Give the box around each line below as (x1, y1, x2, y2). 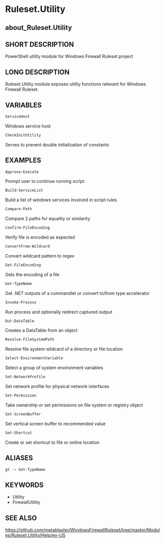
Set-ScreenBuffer (5, 411, 41, 416)
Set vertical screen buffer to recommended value (5, 420, 106, 426)
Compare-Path (5, 207, 32, 212)
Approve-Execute (5, 169, 39, 174)
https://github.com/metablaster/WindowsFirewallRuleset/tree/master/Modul (5, 527, 160, 533)
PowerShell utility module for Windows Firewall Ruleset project (5, 53, 133, 59)
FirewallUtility (12, 499, 41, 505)
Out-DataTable (5, 318, 35, 323)
